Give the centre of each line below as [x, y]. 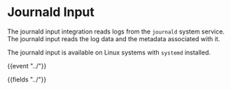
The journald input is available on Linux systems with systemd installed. [109, 52]
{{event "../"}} [27, 66]
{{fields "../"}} [27, 79]
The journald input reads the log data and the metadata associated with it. [114, 38]
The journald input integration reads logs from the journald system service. [116, 31]
